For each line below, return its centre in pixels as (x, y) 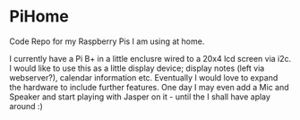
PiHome (39, 17)
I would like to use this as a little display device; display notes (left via (137, 68)
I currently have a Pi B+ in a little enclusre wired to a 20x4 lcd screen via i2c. (150, 58)
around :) (26, 106)
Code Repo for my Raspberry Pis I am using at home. (107, 41)
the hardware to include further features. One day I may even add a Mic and (149, 87)
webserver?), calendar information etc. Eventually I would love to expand (144, 77)
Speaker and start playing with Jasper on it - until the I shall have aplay (140, 97)
